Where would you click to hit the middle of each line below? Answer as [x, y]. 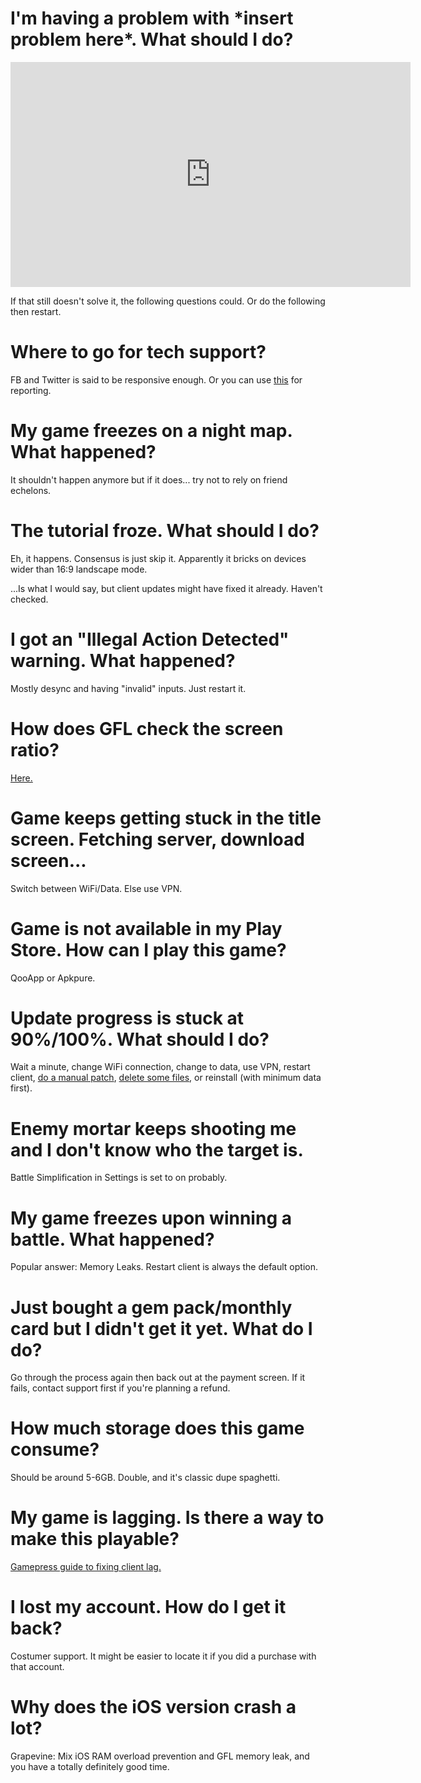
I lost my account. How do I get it [148, 1607]
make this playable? [95, 1539]
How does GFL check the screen [147, 728]
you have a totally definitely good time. [90, 1766]
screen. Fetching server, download [157, 839]
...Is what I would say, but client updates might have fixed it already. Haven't [166, 588]
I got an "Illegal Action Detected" [150, 639]
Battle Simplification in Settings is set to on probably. [119, 1178]
